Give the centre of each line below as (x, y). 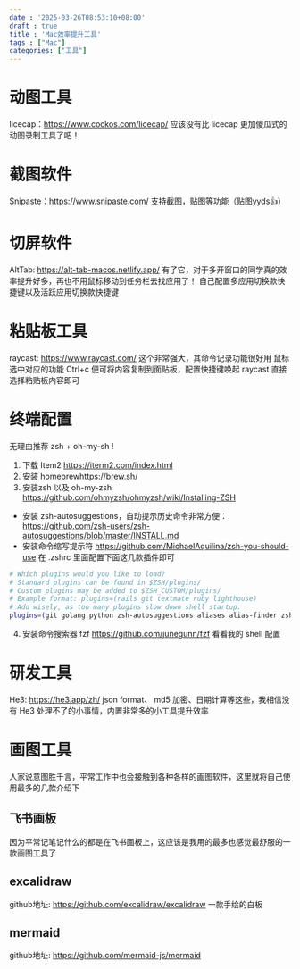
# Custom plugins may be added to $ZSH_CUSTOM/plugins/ (115, 590)
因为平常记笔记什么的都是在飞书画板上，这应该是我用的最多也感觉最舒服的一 (150, 841)
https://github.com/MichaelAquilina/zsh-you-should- (192, 546)
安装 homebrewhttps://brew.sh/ (80, 476)
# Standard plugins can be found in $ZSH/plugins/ (105, 582)
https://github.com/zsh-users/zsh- (86, 526)
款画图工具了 (33, 853)
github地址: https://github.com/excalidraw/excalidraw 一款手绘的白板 (136, 904)
